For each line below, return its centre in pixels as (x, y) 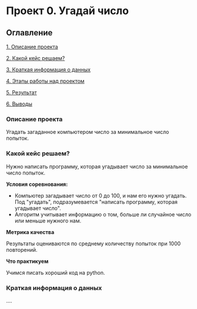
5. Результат (21, 92)
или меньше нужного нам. (48, 221)
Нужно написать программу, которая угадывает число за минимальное (97, 166)
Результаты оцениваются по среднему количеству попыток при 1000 (94, 244)
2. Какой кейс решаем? (36, 58)
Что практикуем (27, 261)
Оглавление (29, 33)
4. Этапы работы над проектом (45, 81)
